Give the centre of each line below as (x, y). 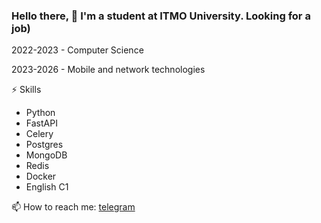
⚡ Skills (26, 90)
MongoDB (46, 155)
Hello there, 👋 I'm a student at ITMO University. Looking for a (161, 16)
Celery (39, 134)
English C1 (47, 187)
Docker (41, 176)
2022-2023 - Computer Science (77, 50)
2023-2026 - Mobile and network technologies (108, 70)
